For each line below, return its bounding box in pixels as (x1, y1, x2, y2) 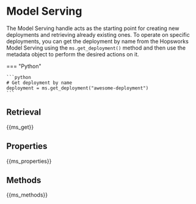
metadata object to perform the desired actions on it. (6, 50, 139, 58)
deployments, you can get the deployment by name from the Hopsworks (6, 37, 189, 45)
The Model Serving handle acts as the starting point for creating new (6, 25, 180, 32)
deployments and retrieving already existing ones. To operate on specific (6, 31, 191, 38)
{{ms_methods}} (6, 191, 48, 198)
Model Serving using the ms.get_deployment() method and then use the (6, 44, 186, 51)
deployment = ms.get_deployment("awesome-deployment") (6, 85, 149, 91)
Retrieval (6, 107, 42, 118)
